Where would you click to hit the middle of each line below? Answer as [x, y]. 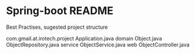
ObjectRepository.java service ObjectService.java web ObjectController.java [98, 45]
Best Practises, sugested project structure [57, 27]
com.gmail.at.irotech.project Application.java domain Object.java [84, 38]
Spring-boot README [60, 11]
